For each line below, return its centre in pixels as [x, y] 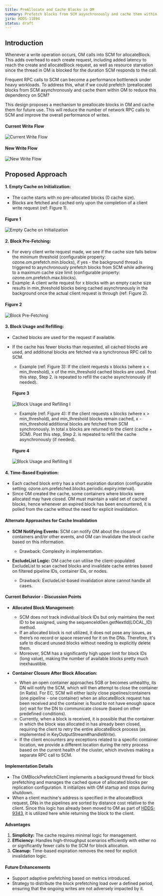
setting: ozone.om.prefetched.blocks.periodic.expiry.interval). [74, 488]
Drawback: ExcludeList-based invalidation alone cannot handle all [85, 580]
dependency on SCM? [27, 95]
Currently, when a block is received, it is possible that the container [87, 719]
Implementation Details [29, 766]
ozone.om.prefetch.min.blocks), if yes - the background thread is [77, 262]
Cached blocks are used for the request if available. [64, 337]
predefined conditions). [43, 713]
